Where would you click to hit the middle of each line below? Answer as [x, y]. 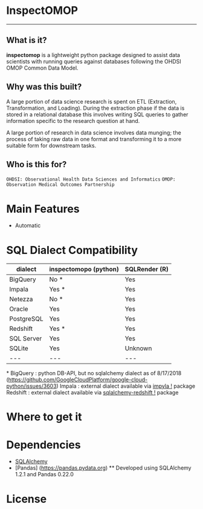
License [27, 499]
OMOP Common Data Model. [42, 68]
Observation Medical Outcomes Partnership [60, 185]
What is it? [27, 40]
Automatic [28, 225]
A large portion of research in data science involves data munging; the [94, 132]
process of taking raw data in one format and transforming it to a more [94, 139]
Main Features [43, 209]
